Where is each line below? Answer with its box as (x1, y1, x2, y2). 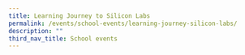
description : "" (8, 27, 63, 35)
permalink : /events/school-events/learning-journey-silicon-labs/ (8, 19, 238, 27)
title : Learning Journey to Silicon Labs (8, 11, 151, 20)
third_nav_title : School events (8, 34, 118, 43)
